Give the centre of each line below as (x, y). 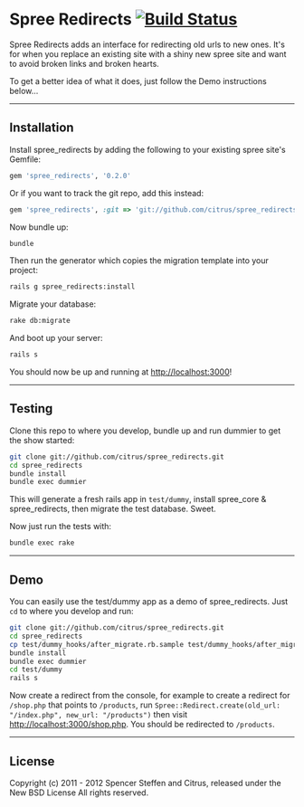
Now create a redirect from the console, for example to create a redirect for (150, 696)
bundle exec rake (42, 543)
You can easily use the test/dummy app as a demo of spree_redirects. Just (149, 601)
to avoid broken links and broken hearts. (85, 63)
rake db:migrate (40, 321)
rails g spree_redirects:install (72, 287)
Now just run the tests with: (60, 527)
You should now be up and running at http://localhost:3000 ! (121, 372)
